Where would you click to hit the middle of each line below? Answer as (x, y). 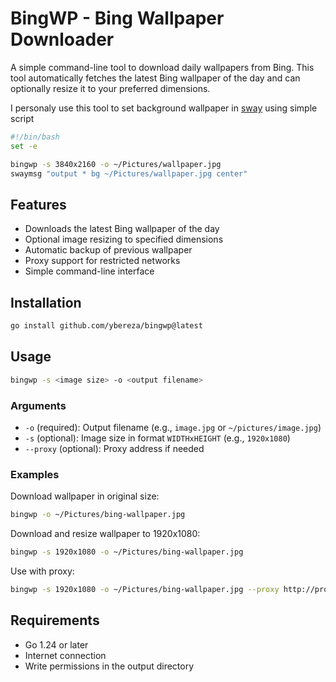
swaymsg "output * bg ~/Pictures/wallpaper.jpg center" (129, 173)
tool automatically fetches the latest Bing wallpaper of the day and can (155, 78)
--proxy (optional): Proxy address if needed (114, 448)
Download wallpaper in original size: (85, 496)
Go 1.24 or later (56, 644)
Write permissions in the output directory (109, 666)
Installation (46, 302)
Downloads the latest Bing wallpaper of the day (122, 229)
